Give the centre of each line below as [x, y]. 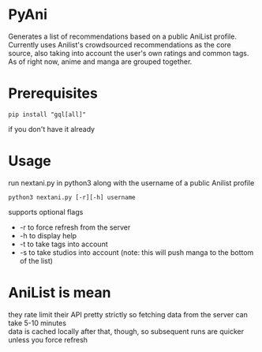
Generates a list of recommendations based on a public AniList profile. [122, 36]
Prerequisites [53, 94]
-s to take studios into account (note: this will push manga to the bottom [137, 252]
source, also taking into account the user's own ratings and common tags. [129, 53]
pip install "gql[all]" [47, 114]
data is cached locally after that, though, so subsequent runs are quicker [126, 331]
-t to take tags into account [64, 244]
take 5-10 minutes [37, 323]
